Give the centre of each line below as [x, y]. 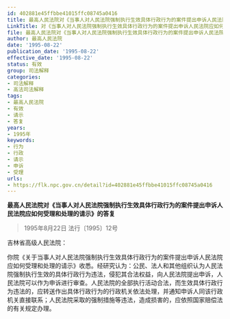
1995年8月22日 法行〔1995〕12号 [71, 228]
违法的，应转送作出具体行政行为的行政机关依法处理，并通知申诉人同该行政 [118, 292]
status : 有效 [25, 64]
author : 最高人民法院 [35, 39]
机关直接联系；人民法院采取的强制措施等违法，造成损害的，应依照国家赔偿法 [115, 300]
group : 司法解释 [28, 70]
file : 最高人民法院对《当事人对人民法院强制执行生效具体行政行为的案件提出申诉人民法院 [116, 32]
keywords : [21, 141]
